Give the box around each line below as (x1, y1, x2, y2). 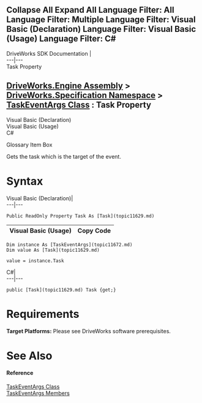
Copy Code (77, 226, 111, 235)
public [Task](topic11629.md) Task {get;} (6, 287, 116, 293)
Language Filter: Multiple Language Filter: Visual (6, 15, 196, 25)
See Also (6, 348, 53, 363)
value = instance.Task (6, 257, 64, 264)
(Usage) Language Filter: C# (6, 34, 116, 44)
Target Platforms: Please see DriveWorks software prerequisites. (6, 327, 171, 334)
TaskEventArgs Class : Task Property (6, 100, 152, 110)
